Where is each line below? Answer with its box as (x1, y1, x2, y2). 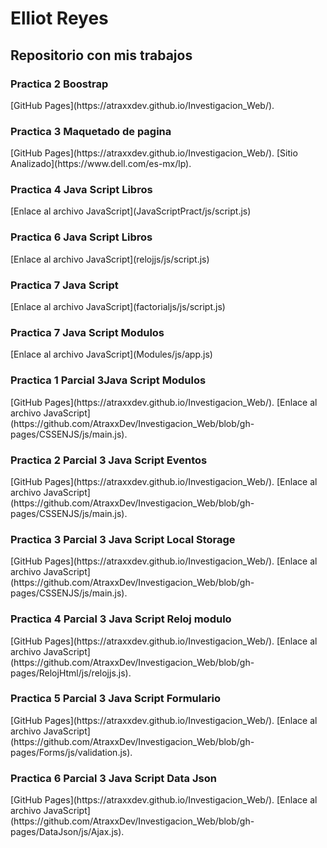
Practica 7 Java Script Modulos (10, 325, 165, 339)
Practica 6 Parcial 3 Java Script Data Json (10, 771, 217, 785)
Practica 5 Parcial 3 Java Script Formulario (10, 692, 221, 706)
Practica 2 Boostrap (10, 77, 109, 91)
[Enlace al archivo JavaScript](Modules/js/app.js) (10, 348, 213, 361)
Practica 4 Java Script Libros (10, 183, 153, 197)
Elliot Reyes (10, 7, 109, 30)
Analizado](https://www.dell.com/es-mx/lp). (10, 158, 192, 170)
